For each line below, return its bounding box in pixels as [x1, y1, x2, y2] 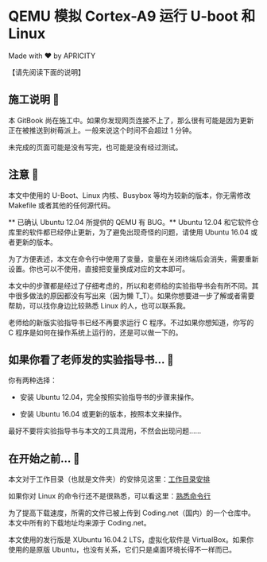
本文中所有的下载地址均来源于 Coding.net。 [8, 518, 151, 528]
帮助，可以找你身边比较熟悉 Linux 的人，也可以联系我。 [8, 300, 191, 310]
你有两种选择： [8, 375, 57, 386]
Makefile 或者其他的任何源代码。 [8, 200, 115, 210]
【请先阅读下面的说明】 [8, 67, 85, 76]
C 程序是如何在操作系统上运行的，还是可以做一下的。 [8, 328, 183, 337]
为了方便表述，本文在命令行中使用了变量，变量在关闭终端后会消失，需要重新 [8, 254, 259, 263]
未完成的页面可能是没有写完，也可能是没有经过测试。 [8, 142, 183, 152]
